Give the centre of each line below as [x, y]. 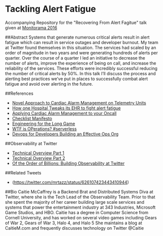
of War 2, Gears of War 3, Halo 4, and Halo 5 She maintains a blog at [74, 223]
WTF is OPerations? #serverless [44, 129]
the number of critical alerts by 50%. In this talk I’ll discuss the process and [81, 73]
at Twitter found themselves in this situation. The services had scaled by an [81, 47]
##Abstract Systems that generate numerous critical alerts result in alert [77, 37]
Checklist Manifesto [32, 118]
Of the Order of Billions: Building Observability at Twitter [68, 163]
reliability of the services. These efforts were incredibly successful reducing [81, 68]
